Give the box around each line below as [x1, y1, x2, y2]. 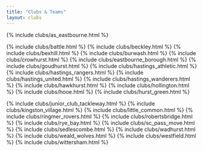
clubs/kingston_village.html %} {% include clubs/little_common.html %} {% [6, 106, 193, 113]
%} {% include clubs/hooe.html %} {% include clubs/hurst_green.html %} [6, 88, 190, 95]
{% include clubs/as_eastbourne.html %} [6, 31, 109, 38]
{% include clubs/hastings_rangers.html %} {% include [6, 69, 144, 76]
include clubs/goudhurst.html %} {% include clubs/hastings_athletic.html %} [6, 62, 198, 70]
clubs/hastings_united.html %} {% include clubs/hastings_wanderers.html [6, 75, 191, 82]
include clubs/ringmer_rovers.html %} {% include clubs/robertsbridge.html [6, 113, 193, 120]
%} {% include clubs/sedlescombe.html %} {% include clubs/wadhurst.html [6, 126, 196, 133]
